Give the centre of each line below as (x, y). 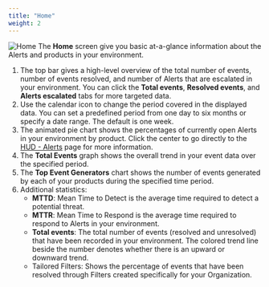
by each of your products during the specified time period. (117, 180)
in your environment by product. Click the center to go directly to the (133, 138)
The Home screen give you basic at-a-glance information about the (150, 46)
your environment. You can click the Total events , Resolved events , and (140, 87)
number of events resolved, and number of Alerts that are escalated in (136, 79)
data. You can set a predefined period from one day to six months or (133, 112)
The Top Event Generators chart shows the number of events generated (140, 172)
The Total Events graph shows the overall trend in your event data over (138, 155)
